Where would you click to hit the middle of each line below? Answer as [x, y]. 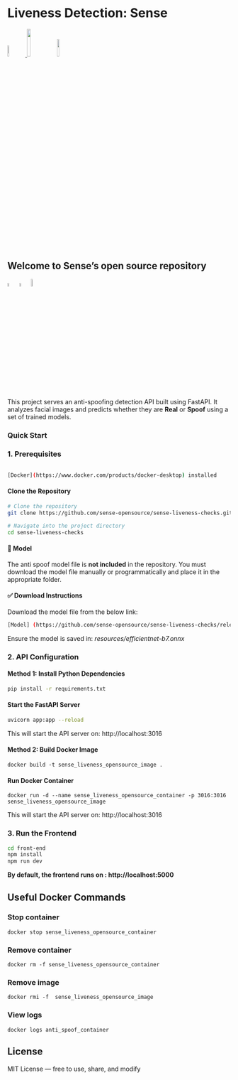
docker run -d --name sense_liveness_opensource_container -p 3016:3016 [117, 796]
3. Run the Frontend [42, 833]
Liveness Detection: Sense [87, 13]
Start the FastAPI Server [44, 705]
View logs [25, 1015]
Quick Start [27, 435]
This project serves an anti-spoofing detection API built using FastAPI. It [113, 401]
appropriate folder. [34, 579]
